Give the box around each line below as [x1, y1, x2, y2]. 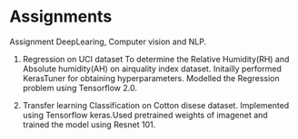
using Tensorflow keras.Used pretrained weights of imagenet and [22, 109, 268, 120]
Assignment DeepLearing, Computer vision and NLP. [9, 36, 207, 47]
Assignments [9, 6, 113, 27]
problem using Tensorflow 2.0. [22, 82, 138, 93]
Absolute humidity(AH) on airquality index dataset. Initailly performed [22, 63, 282, 74]
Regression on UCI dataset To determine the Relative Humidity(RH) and [22, 53, 290, 64]
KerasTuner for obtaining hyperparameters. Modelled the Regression [22, 72, 280, 83]
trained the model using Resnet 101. [22, 119, 156, 130]
